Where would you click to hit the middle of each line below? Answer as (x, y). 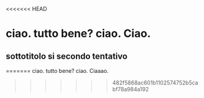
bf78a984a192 (131, 89)
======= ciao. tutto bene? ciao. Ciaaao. (57, 71)
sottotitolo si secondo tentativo (67, 56)
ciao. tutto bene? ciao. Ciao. (78, 34)
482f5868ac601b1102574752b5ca (155, 83)
